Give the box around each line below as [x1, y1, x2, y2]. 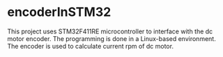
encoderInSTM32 [7, 4, 111, 20]
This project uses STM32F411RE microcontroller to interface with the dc [7, 27, 213, 35]
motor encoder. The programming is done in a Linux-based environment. [7, 34, 216, 42]
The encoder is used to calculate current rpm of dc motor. [7, 42, 174, 50]
